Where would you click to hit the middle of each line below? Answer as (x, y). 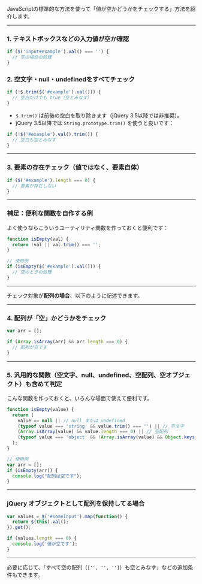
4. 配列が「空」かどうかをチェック (57, 318)
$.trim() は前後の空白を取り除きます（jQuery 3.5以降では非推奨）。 (99, 115)
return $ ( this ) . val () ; (40, 522)
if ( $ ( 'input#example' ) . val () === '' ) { (58, 52)
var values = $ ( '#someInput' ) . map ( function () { (67, 516)
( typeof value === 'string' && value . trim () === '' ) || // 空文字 (101, 426)
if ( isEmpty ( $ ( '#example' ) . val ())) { (54, 267)
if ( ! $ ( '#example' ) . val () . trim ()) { (52, 134)
